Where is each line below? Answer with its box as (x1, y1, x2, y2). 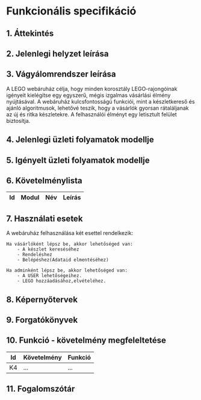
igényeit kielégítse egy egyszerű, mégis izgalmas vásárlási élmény (6, 92, 171, 99)
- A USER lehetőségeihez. (17, 273, 82, 279)
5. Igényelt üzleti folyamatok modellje (6, 155, 150, 165)
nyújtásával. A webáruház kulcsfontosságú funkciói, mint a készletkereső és (6, 98, 195, 105)
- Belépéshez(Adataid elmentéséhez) (17, 257, 110, 263)
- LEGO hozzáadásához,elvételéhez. (17, 278, 107, 284)
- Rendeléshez (17, 252, 52, 258)
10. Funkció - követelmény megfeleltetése (6, 336, 167, 346)
